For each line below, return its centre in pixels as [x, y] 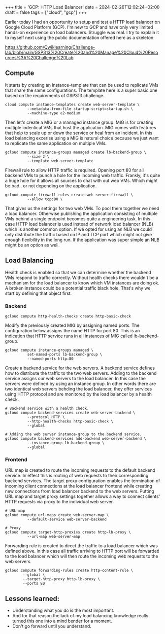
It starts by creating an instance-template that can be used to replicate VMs [82, 85]
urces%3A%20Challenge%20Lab [39, 58]
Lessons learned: [32, 599]
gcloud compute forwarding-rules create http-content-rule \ [69, 571]
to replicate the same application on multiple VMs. [56, 143]
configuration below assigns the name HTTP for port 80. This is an [73, 330]
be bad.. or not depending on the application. [51, 186]
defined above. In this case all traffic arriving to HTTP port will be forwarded [82, 551]
